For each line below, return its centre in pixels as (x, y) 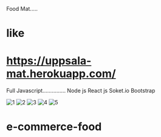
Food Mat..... (22, 9)
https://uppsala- (49, 61)
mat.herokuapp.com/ (61, 74)
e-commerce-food (54, 127)
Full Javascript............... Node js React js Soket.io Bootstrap (81, 91)
